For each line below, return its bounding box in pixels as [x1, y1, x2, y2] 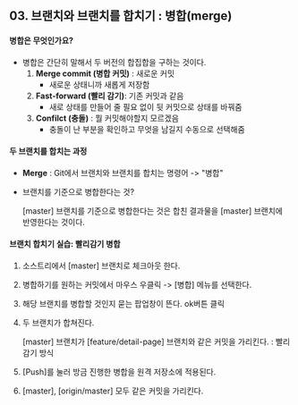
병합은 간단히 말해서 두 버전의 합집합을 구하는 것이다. [21, 56, 207, 67]
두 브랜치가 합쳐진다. [21, 317, 95, 328]
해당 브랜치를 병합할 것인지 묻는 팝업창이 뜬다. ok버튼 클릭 [21, 299, 226, 308]
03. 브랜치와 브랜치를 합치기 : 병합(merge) [9, 8, 233, 24]
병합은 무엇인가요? [9, 35, 74, 46]
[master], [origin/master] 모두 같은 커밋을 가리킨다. [21, 385, 204, 396]
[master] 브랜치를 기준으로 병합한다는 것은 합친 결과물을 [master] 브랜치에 [21, 205, 284, 216]
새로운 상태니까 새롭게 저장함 [48, 79, 150, 89]
